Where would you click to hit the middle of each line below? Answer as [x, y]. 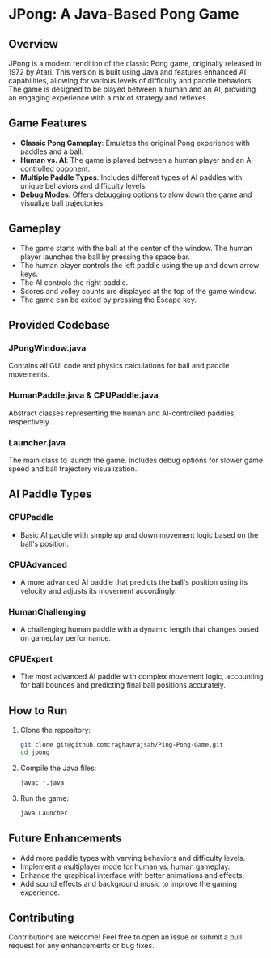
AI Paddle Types [50, 494]
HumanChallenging [47, 611]
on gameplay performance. [66, 638]
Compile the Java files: [58, 768]
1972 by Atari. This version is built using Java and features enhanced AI [127, 72]
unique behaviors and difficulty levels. [83, 185]
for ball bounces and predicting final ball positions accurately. [123, 685]
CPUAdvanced [38, 564]
